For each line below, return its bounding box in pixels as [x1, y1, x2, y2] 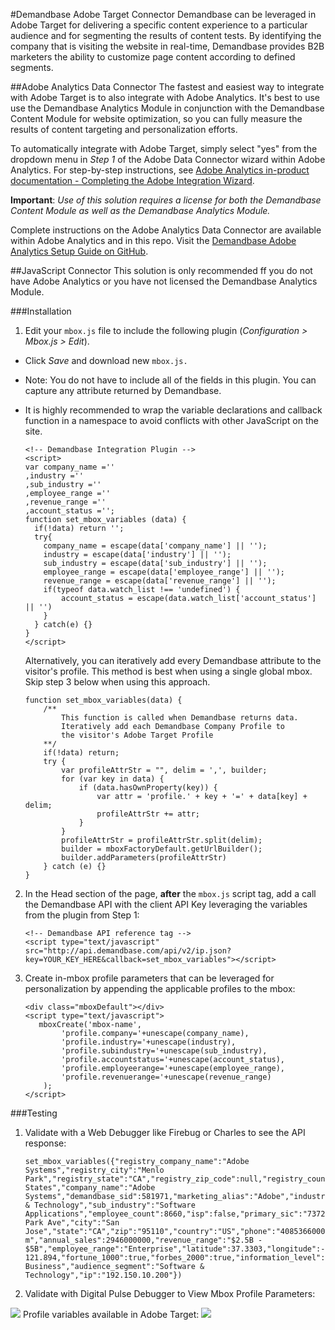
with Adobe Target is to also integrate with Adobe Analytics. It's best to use [10, 92, 321, 103]
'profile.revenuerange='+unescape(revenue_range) [61, 1072, 272, 1082]
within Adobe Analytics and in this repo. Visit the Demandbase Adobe [10, 235, 297, 246]
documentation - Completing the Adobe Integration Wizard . [10, 175, 255, 186]
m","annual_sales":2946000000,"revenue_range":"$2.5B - [24, 1235, 263, 1245]
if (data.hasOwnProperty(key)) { [78, 783, 218, 793]
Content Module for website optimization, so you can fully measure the [10, 113, 303, 124]
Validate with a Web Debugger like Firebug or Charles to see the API [24, 1127, 306, 1138]
